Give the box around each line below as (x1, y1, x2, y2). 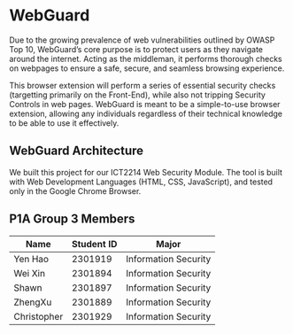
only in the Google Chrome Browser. (9, 185, 142, 196)
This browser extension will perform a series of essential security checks (9, 80, 276, 90)
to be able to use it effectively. (9, 117, 120, 128)
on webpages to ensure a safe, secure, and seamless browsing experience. (9, 63, 285, 74)
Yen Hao (13, 252, 50, 265)
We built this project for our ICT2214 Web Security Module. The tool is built (9, 167, 283, 177)
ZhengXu (13, 296, 52, 308)
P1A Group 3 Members (9, 212, 135, 227)
